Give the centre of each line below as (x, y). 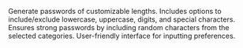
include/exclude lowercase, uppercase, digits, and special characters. (121, 19)
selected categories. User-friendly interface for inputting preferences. (122, 36)
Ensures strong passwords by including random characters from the (119, 27)
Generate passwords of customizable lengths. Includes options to (115, 11)
